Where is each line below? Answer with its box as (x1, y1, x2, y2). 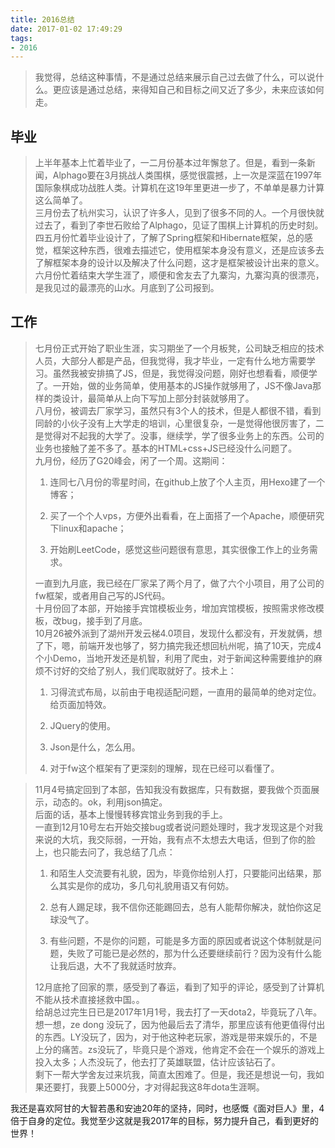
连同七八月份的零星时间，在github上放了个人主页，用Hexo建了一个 (49, 476, 326, 488)
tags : (10, 33, 33, 43)
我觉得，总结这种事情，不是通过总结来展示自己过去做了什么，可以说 (34, 71, 316, 83)
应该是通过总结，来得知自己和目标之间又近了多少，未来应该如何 (61, 84, 325, 96)
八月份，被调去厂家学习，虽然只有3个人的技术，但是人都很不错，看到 (34, 404, 322, 416)
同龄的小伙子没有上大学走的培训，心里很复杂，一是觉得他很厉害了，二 (34, 417, 325, 429)
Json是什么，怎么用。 (49, 741, 141, 753)
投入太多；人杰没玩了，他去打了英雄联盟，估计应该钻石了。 (34, 1056, 281, 1068)
